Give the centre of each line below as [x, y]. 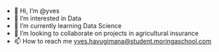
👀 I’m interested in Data [48, 18]
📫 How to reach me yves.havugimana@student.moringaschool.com [113, 41]
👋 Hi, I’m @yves [36, 11]
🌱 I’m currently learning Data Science [68, 26]
